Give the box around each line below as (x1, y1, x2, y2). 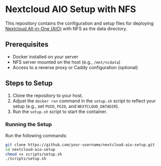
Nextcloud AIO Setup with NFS (5, 4, 136, 15)
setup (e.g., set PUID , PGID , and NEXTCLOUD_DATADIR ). (12, 103, 119, 109)
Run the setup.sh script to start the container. (12, 108, 107, 115)
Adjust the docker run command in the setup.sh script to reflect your (12, 97, 156, 104)
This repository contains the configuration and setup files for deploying (5, 20, 154, 26)
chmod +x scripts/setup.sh (5, 151, 62, 157)
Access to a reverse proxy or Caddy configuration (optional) (12, 64, 138, 70)
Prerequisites (5, 40, 49, 49)
